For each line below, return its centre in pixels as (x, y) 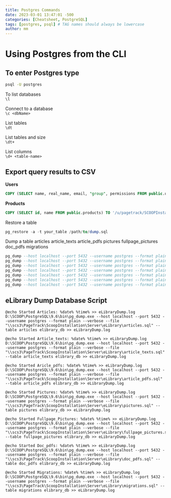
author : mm (17, 29)
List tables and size (25, 137)
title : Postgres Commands (33, 10)
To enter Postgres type (42, 73)
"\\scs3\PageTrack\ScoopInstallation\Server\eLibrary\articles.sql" (79, 326)
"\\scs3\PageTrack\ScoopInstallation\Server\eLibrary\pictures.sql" (79, 406)
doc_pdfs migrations (27, 247)
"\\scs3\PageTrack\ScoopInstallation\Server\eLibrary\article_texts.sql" (85, 352)
